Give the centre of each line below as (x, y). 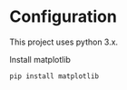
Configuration (63, 17)
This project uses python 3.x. (64, 42)
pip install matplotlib (54, 76)
